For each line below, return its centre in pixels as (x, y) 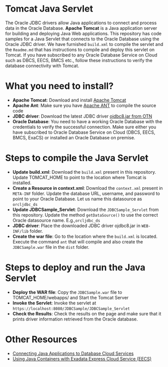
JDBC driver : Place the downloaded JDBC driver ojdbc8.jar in (76, 226)
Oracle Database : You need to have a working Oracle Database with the (87, 121)
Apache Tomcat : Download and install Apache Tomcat (69, 100)
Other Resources (41, 339)
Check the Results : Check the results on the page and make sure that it (87, 313)
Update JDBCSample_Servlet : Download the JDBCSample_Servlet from (86, 209)
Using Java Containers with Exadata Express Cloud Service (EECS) (82, 358)
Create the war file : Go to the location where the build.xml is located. (85, 236)
